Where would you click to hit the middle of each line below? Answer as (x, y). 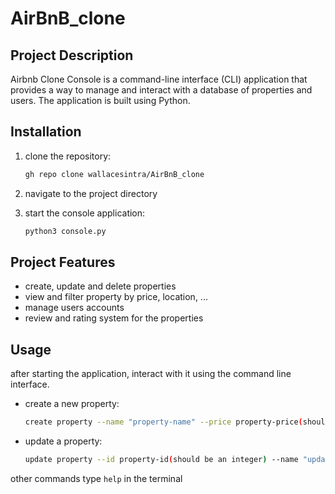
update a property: (63, 441)
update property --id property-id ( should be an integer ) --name (161, 460)
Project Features (63, 262)
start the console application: (85, 213)
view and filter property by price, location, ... (116, 297)
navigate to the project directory (91, 193)
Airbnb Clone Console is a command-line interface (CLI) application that (159, 79)
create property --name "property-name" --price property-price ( (163, 422)
